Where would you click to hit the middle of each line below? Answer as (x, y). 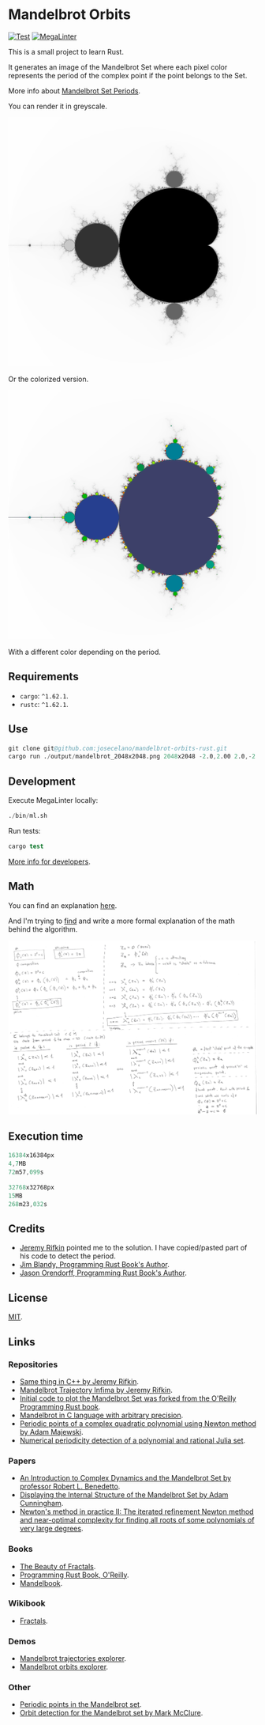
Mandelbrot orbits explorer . (64, 1667)
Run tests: (24, 831)
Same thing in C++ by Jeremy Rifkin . (79, 1381)
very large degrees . (51, 1529)
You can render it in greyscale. (58, 106)
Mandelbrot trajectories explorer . (73, 1659)
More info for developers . (49, 861)
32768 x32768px (32, 1188)
